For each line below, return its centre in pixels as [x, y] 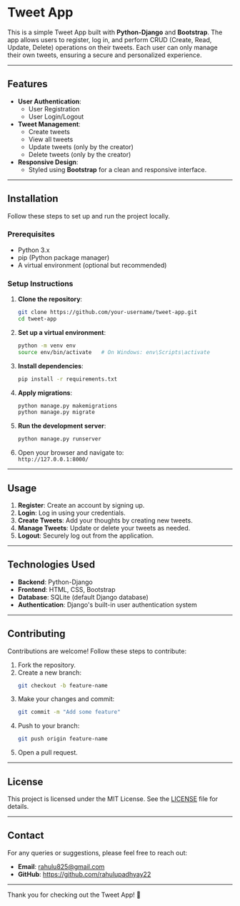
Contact [26, 836]
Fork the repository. [47, 665]
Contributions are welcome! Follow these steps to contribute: [97, 651]
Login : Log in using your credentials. [72, 513]
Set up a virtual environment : [61, 332]
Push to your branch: [49, 726]
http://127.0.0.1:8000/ [53, 460]
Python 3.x [34, 250]
